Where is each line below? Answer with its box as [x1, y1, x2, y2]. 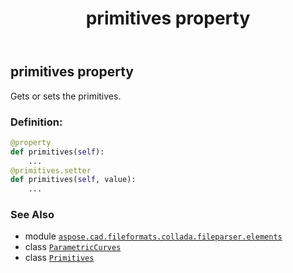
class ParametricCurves [24, 241, 122, 253]
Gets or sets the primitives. [10, 90, 122, 102]
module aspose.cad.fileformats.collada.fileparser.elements [24, 230, 283, 242]
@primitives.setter [10, 165, 92, 176]
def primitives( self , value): [10, 175, 137, 185]
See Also [10, 208, 55, 222]
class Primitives [24, 252, 95, 264]
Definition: [10, 115, 63, 129]
